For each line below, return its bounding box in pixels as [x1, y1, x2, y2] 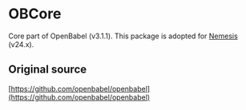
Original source [8, 63, 87, 77]
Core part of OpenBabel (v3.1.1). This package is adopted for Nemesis [8, 31, 238, 41]
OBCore [8, 5, 62, 23]
